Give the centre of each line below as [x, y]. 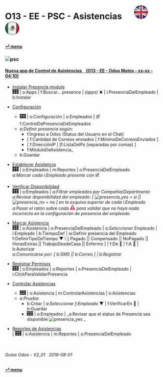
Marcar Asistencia [30, 223]
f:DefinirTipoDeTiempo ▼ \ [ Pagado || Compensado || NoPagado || [80, 238]
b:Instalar [22, 97]
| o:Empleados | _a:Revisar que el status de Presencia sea [92, 314]
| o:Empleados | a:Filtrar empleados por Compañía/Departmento [85, 192]
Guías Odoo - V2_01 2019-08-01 [39, 354]
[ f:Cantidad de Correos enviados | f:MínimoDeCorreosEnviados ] [93, 139]
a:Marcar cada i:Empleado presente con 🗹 [56, 175]
